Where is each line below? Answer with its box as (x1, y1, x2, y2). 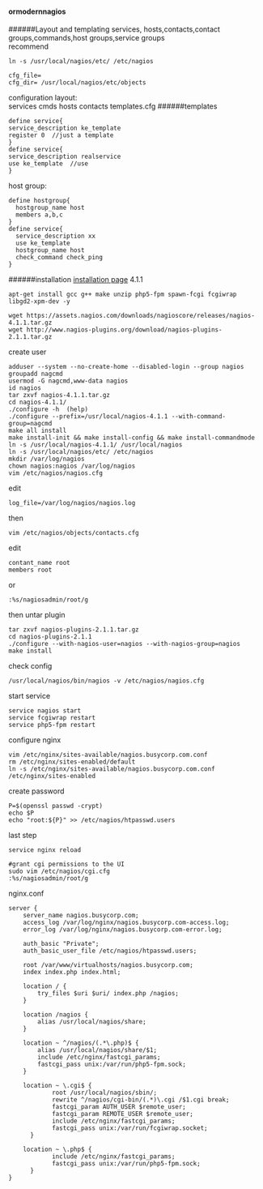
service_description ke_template (8, 124, 121, 133)
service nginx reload (8, 846, 82, 854)
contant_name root (8, 559, 70, 567)
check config (8, 661, 53, 671)
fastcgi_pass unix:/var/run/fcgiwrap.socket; (51, 1124, 208, 1132)
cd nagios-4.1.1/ (8, 398, 67, 407)
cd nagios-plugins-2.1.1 (8, 633, 92, 641)
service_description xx (15, 232, 95, 241)
